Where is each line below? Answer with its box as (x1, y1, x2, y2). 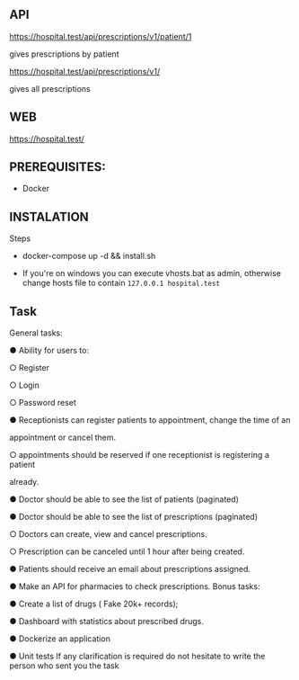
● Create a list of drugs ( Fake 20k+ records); (9, 598, 179, 610)
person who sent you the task (9, 660, 119, 671)
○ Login (9, 380, 40, 390)
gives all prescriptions (9, 83, 92, 94)
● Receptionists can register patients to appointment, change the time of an (9, 415, 291, 425)
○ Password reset (9, 398, 76, 408)
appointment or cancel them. (9, 432, 117, 443)
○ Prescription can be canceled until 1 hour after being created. (9, 546, 245, 557)
